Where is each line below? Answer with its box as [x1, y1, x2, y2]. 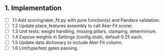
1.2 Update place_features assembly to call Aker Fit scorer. [12, 22, 133, 29]
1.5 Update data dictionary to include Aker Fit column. [12, 40, 123, 46]
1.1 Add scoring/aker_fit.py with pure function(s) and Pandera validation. [12, 17, 161, 23]
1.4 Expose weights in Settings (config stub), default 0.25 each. [12, 34, 143, 40]
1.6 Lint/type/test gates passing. [12, 45, 78, 51]
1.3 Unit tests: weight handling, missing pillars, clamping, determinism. [12, 28, 157, 34]
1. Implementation [5, 4, 62, 12]
